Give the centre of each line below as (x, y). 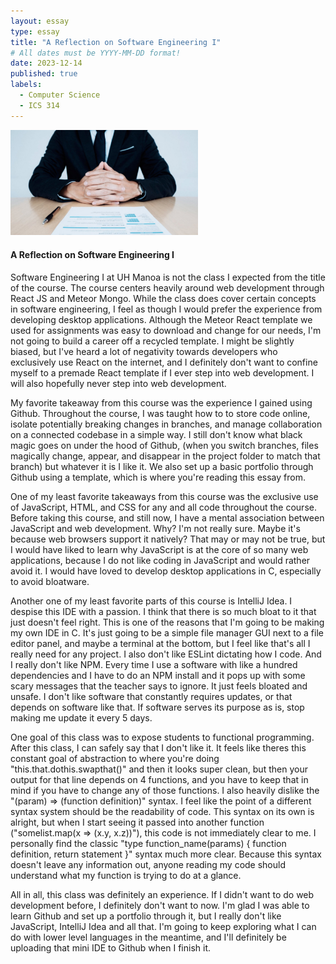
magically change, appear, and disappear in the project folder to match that (165, 456)
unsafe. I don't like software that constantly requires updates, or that (151, 696)
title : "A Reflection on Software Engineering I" (116, 42)
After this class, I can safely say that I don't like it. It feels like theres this (158, 747)
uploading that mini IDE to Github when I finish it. (111, 947)
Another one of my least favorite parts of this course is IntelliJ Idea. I (151, 601)
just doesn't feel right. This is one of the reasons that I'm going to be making (167, 622)
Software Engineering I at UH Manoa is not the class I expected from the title (168, 277)
